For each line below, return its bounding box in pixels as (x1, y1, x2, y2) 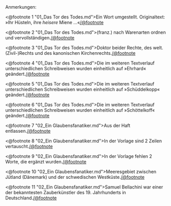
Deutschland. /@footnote (5, 195, 57, 201)
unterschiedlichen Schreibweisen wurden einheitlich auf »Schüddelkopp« (5, 86, 160, 92)
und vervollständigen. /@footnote (5, 35, 75, 40)
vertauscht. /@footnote (5, 143, 53, 149)
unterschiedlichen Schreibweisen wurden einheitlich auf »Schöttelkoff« (5, 107, 155, 113)
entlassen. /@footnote (5, 128, 51, 134)
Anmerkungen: (5, 4, 37, 10)
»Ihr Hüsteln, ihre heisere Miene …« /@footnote (5, 19, 104, 25)
